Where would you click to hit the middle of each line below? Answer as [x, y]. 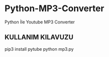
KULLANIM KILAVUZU [39, 37]
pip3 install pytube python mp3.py [39, 49]
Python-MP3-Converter [54, 9]
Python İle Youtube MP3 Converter [40, 22]
